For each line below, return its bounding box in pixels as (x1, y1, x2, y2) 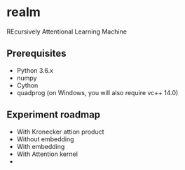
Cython (16, 81, 39, 90)
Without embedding (16, 134, 74, 143)
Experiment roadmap (6, 109, 101, 121)
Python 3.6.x (16, 66, 54, 74)
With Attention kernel (16, 150, 78, 158)
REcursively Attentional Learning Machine (6, 27, 128, 36)
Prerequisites (6, 48, 67, 59)
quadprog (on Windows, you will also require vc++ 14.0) (16, 88, 179, 97)
